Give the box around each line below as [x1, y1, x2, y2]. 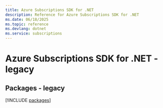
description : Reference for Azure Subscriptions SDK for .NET [5, 12, 139, 17]
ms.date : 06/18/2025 [5, 17, 49, 22]
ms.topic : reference [5, 21, 49, 27]
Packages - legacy [5, 84, 65, 92]
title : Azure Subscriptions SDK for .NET [5, 7, 94, 13]
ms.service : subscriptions [5, 31, 62, 36]
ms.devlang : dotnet [5, 26, 47, 31]
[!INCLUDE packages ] [5, 97, 51, 103]
